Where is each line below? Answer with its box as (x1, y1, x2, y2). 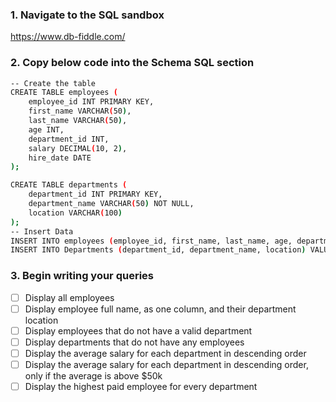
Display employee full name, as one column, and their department (24, 303, 297, 315)
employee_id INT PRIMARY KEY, (28, 97, 155, 107)
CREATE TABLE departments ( (10, 180, 128, 190)
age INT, (28, 124, 65, 135)
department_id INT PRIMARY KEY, (28, 189, 163, 200)
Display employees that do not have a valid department (24, 324, 253, 337)
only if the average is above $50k (24, 370, 163, 382)
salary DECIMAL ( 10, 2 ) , (28, 143, 128, 153)
